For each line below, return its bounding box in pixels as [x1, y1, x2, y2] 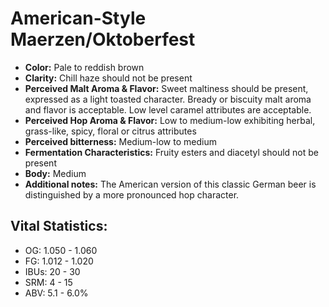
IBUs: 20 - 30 [24, 265, 81, 277]
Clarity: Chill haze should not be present [24, 72, 193, 84]
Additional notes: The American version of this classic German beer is [24, 178, 317, 190]
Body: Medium [24, 167, 87, 179]
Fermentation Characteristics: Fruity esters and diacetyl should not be [24, 146, 319, 158]
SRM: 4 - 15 [24, 276, 73, 288]
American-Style [10, 7, 147, 30]
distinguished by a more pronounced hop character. [24, 188, 240, 201]
